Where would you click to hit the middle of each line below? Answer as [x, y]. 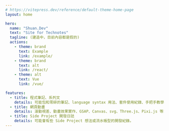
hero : [11, 23]
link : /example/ [35, 56]
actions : [19, 42]
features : [16, 93]
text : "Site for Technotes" [39, 33]
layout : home [19, 14]
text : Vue [29, 79]
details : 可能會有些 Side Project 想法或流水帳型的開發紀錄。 [74, 121]
